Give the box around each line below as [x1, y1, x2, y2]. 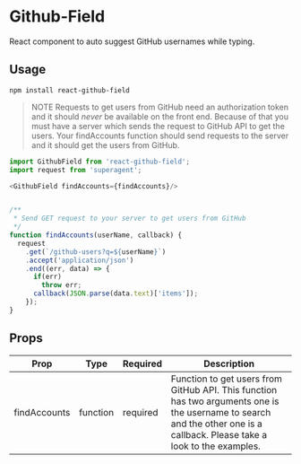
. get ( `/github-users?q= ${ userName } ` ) [25, 247, 167, 257]
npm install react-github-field [9, 85, 130, 95]
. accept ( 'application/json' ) [25, 256, 134, 265]
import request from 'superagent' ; [9, 165, 142, 174]
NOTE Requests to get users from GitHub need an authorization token [30, 101, 289, 112]
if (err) [32, 272, 63, 282]
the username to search [170, 406, 271, 418]
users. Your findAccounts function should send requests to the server [30, 130, 289, 141]
